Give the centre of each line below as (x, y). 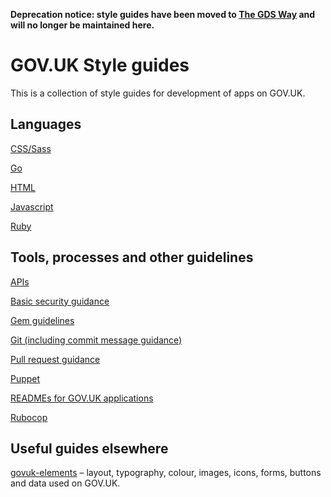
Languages (46, 124)
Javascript (32, 206)
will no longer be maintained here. (82, 25)
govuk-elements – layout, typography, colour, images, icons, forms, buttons (166, 473)
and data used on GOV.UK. (65, 483)
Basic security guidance (60, 301)
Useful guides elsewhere (89, 448)
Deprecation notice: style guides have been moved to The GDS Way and (163, 14)
